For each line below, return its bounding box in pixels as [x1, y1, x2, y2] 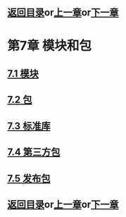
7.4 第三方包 [7, 147, 61, 159]
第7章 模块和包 [7, 37, 92, 54]
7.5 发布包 [7, 172, 51, 185]
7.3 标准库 [7, 120, 51, 132]
